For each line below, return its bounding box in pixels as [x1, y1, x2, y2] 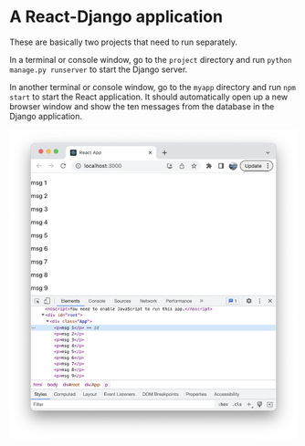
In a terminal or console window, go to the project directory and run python [9, 54, 292, 65]
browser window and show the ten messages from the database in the [9, 100, 275, 111]
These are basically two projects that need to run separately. [9, 36, 238, 47]
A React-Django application [9, 6, 224, 27]
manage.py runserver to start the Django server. [9, 64, 188, 75]
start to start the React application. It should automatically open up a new [9, 91, 289, 102]
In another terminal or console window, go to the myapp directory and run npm [9, 81, 297, 92]
